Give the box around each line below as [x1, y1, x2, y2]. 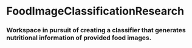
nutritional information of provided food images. [6, 33, 152, 42]
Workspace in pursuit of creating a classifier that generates [6, 26, 187, 35]
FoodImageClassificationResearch [6, 4, 184, 18]
